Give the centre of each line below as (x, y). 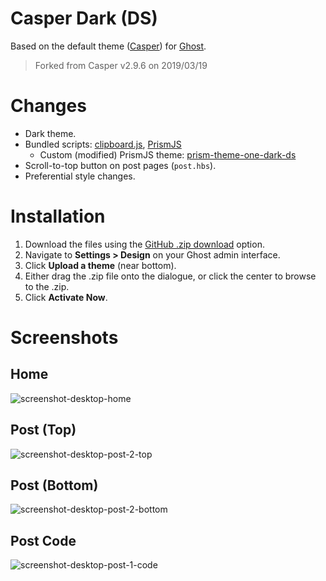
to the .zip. (47, 286)
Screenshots (64, 338)
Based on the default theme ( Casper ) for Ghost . (108, 46)
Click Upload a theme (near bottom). (100, 265)
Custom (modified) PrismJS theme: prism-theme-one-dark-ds (168, 154)
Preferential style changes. (80, 176)
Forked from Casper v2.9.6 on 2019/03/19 (121, 65)
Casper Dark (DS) (84, 18)
